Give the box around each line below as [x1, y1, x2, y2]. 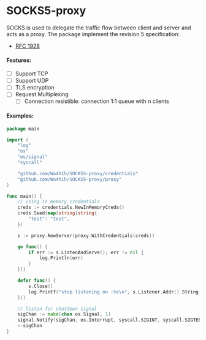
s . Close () [28, 283, 53, 289]
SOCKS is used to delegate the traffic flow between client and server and [6, 24, 191, 31]
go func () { [17, 243, 48, 250]
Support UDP [15, 77, 49, 85]
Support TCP [15, 70, 48, 77]
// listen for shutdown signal [17, 306, 97, 312]
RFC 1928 [15, 42, 40, 50]
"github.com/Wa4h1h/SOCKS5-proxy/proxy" [17, 176, 122, 183]
